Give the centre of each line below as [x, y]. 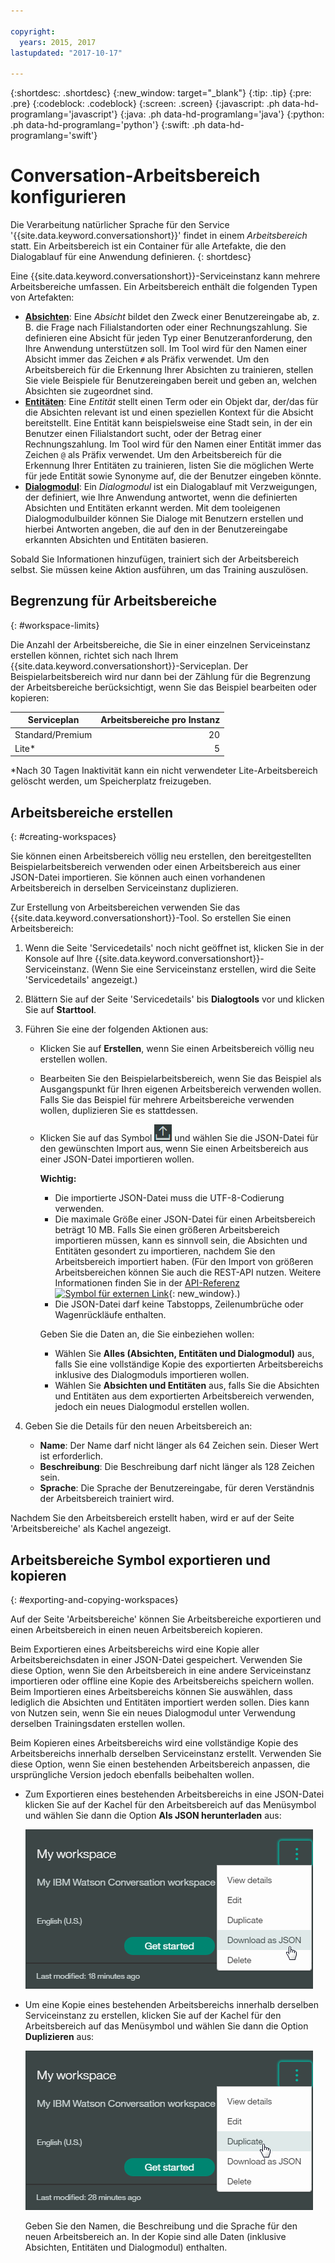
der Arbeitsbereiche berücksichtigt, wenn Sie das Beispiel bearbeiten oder [164, 687]
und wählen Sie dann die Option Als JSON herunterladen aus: [153, 1815]
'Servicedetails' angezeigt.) [81, 980]
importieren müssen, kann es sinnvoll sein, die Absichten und [181, 1241]
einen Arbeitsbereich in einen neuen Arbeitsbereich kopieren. [136, 1629]
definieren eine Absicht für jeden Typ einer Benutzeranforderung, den [168, 338]
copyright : [33, 31]
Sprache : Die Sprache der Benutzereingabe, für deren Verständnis [177, 1488]
